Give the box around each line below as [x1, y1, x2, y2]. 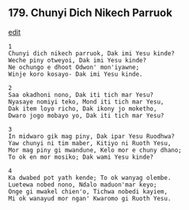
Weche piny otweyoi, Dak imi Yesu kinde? [8, 56, 147, 64]
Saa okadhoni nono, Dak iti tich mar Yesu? [8, 91, 154, 99]
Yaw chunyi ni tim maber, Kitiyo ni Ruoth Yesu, [8, 139, 172, 147]
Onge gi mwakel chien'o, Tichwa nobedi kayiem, [8, 187, 168, 196]
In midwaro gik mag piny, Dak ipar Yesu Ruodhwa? [8, 132, 176, 141]
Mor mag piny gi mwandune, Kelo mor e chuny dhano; [8, 146, 182, 154]
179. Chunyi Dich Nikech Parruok [8, 6, 172, 20]
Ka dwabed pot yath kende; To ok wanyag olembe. [8, 174, 172, 182]
